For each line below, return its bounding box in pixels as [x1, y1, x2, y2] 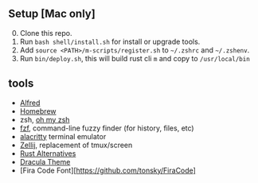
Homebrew [19, 106, 57, 115]
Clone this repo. [19, 28, 72, 37]
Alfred [19, 98, 41, 107]
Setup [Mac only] [8, 7, 96, 21]
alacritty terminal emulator [19, 131, 107, 141]
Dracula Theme [19, 157, 71, 166]
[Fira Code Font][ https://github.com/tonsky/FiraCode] [19, 165, 197, 175]
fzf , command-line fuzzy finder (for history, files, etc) [19, 123, 194, 133]
